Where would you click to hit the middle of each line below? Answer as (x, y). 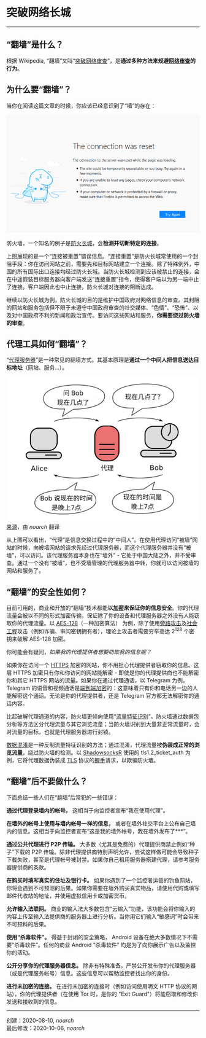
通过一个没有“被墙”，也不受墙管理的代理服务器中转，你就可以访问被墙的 (108, 563)
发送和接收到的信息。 (33, 1001)
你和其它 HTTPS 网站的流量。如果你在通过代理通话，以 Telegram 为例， (97, 680)
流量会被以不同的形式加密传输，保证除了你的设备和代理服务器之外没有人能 (100, 615)
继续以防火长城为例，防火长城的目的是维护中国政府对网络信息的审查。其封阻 (103, 300)
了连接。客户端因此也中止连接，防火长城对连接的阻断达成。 (82, 287)
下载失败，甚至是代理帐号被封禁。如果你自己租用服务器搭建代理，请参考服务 (103, 859)
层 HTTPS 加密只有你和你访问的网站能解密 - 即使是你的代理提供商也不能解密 (103, 673)
